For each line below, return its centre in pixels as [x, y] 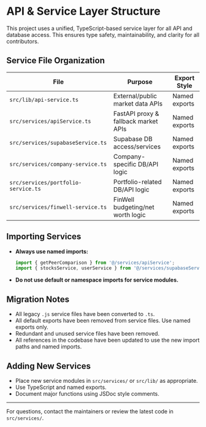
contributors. [23, 41]
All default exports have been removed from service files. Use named [103, 321]
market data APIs [138, 104]
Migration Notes [38, 299]
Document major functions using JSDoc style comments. [87, 393]
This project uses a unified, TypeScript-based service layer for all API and [100, 28]
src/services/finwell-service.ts [58, 207]
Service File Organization [56, 60]
